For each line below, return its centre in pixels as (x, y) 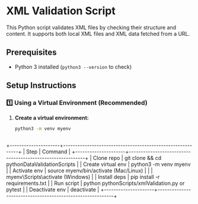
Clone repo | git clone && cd (127, 158)
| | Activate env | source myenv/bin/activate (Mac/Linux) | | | (79, 171)
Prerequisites (31, 53)
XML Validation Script (61, 11)
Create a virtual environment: (52, 118)
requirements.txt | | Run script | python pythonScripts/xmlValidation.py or (95, 183)
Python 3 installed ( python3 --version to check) (73, 67)
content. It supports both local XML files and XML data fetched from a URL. (98, 33)
